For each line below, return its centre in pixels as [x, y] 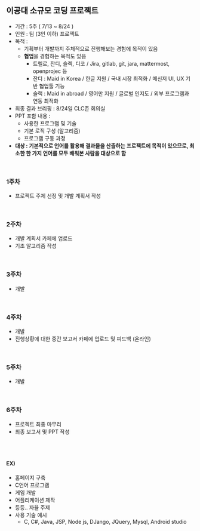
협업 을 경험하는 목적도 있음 [55, 56]
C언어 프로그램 [32, 485]
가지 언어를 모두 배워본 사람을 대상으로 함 [79, 153]
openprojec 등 [50, 71]
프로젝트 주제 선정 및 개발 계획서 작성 [58, 196]
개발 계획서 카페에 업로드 [44, 238]
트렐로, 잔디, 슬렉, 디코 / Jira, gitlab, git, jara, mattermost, [101, 63]
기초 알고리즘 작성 [36, 246]
